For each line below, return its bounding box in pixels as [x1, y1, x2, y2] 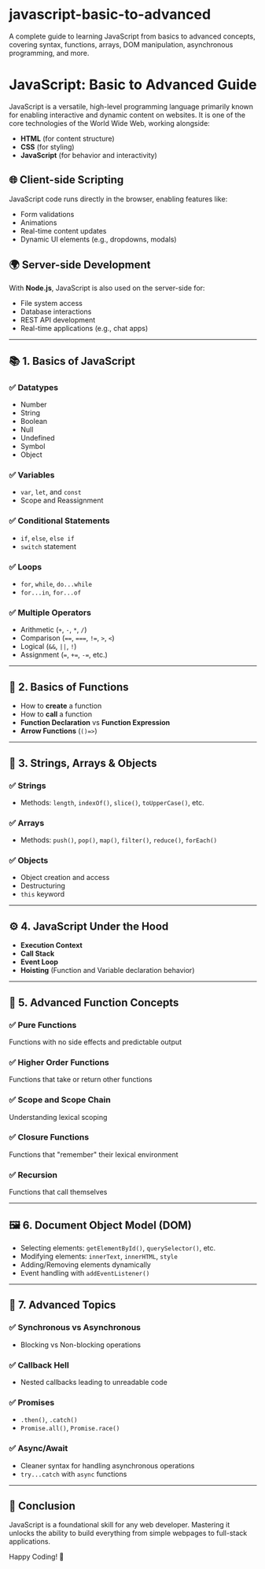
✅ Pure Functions [9, 1019, 77, 1030]
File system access [20, 298, 83, 308]
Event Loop [20, 957, 58, 967]
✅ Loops [9, 561, 42, 572]
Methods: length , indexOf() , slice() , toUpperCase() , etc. [20, 797, 204, 807]
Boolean [20, 417, 48, 426]
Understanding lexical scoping [9, 1112, 108, 1122]
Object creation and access [20, 873, 110, 882]
